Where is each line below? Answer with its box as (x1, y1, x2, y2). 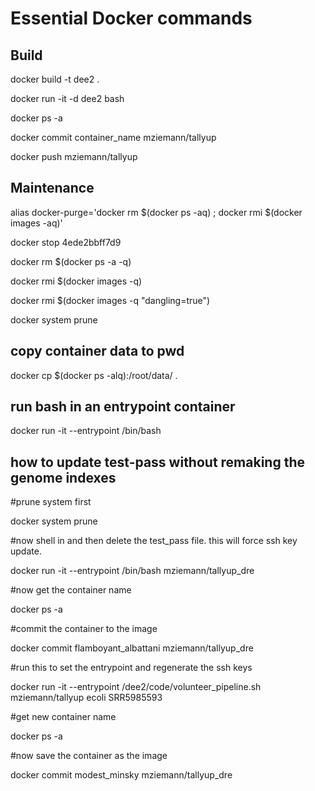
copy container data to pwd (10, 343, 185, 360)
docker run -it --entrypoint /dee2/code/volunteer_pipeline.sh (10, 681, 262, 693)
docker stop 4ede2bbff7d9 (10, 236, 122, 248)
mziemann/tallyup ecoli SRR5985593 (10, 692, 163, 704)
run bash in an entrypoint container (10, 398, 236, 416)
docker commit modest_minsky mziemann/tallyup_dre (10, 769, 233, 781)
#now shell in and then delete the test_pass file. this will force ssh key (10, 535, 298, 547)
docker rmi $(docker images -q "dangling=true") (10, 294, 211, 306)
